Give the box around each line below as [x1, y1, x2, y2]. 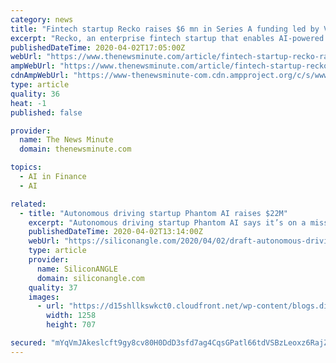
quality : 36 [10, 89, 60, 99]
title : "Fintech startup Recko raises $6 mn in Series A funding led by [10, 24, 320, 34]
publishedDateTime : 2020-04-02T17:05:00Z [10, 42, 186, 53]
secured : [10, 338, 47, 348]
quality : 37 [28, 282, 78, 293]
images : [28, 292, 60, 302]
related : [10, 199, 47, 209]
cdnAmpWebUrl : [10, 71, 70, 81]
